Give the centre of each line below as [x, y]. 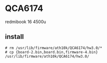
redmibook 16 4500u [26, 22]
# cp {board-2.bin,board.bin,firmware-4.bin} [51, 52]
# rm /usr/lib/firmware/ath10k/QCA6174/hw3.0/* [54, 48]
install [14, 37]
